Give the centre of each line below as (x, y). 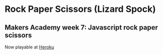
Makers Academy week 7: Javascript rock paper (81, 27)
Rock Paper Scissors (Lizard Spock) (80, 9)
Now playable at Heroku (29, 47)
